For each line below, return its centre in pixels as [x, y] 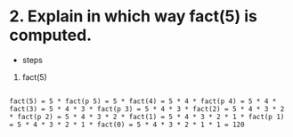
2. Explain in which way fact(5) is [134, 16]
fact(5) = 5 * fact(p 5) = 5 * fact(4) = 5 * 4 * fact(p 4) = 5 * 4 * [143, 101]
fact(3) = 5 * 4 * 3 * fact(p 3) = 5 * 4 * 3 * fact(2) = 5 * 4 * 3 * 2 [147, 109]
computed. [50, 35]
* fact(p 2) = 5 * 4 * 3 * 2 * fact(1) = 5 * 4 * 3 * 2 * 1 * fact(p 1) [147, 117]
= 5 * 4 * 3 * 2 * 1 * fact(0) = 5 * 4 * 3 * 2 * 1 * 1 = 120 [127, 125]
